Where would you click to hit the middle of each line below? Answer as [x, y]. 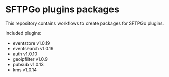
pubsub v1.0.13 [28, 64]
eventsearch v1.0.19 [33, 48]
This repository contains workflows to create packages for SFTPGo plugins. [85, 23]
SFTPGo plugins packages [62, 9]
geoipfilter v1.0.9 [30, 59]
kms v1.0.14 [25, 70]
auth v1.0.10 [25, 54]
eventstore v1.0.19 [31, 43]
